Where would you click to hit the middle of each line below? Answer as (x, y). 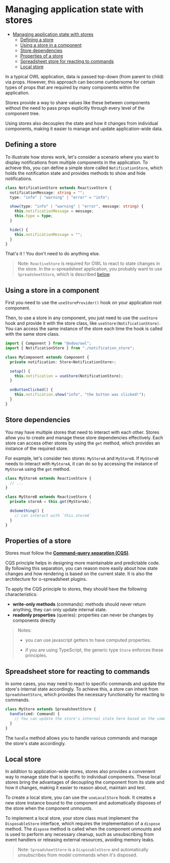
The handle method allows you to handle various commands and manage (81, 738)
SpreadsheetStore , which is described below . (64, 274)
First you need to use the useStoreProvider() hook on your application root (83, 303)
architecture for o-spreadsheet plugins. (46, 579)
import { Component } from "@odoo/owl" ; (49, 344)
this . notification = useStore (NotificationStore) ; (69, 376)
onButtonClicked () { (31, 390)
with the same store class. (32, 334)
